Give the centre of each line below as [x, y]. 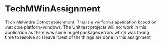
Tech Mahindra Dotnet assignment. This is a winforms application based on [81, 22]
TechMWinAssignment [53, 9]
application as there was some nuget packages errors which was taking [77, 32]
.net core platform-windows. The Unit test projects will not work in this [76, 27]
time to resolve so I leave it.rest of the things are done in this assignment [78, 37]
